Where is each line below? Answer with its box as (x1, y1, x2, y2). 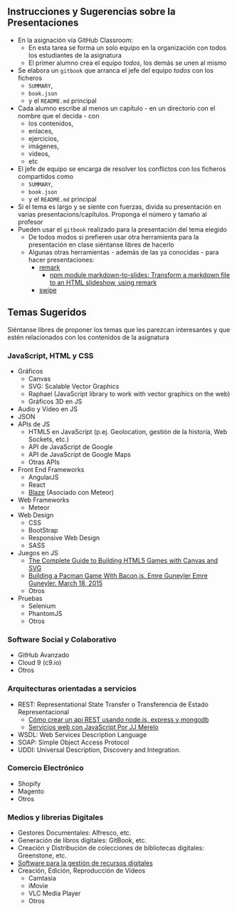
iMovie (28, 882, 48, 890)
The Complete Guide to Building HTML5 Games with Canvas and (28, 556, 218, 565)
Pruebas (17, 594, 43, 602)
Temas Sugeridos (7, 307, 87, 319)
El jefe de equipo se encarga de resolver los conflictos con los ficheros (17, 164, 226, 173)
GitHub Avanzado (17, 651, 70, 659)
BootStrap (28, 525, 58, 534)
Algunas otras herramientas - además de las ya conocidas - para (28, 247, 219, 256)
